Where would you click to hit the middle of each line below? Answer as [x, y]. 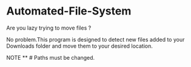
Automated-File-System [69, 11]
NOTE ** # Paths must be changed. [51, 57]
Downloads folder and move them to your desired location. [80, 46]
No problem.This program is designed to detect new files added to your [95, 39]
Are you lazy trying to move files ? [49, 28]
